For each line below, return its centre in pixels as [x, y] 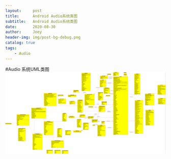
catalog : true [20, 43]
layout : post [24, 11]
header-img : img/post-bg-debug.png [43, 37]
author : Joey [24, 32]
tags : [11, 48]
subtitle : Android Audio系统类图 [41, 21]
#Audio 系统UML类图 [27, 69]
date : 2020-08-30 [31, 27]
